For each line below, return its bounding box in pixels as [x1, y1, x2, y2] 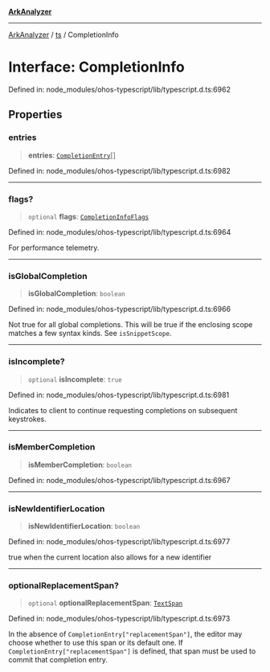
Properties [8, 108, 63, 121]
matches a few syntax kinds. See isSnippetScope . [8, 329, 172, 338]
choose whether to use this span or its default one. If [8, 638, 183, 648]
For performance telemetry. [8, 243, 100, 252]
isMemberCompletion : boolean [27, 460, 133, 469]
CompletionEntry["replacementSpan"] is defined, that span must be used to [8, 646, 256, 656]
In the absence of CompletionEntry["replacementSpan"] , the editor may [8, 629, 243, 639]
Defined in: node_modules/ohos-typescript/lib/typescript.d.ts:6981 [8, 390, 230, 400]
